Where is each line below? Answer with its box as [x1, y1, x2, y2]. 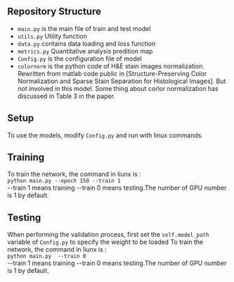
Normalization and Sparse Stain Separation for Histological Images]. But [17, 77, 226, 85]
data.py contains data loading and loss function [17, 39, 156, 48]
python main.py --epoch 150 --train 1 [7, 178, 121, 185]
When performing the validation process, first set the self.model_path [7, 231, 209, 239]
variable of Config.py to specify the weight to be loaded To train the [7, 238, 204, 246]
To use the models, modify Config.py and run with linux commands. [7, 130, 204, 140]
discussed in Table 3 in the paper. [17, 92, 116, 100]
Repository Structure [7, 6, 102, 18]
